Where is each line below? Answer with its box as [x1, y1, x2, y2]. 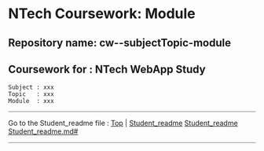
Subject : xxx [8, 83, 55, 91]
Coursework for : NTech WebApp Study [8, 62, 206, 75]
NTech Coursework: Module [8, 5, 196, 23]
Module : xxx [8, 98, 55, 105]
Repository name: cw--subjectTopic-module [8, 36, 232, 50]
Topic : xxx [8, 90, 55, 98]
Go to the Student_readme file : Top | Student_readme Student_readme [8, 119, 238, 128]
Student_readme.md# [8, 127, 79, 136]
